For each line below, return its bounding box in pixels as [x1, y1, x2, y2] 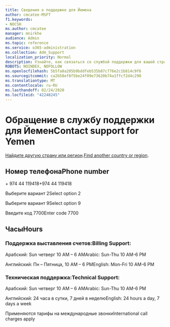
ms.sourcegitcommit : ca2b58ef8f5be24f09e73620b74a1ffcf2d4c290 [5, 74, 142, 79]
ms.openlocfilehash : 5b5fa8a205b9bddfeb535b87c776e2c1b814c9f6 [5, 69, 142, 74]
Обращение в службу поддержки [5, 114, 155, 126]
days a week [5, 301, 32, 307]
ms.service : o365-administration [5, 45, 76, 50]
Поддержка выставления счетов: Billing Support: [5, 240, 132, 247]
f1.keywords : [5, 17, 33, 22]
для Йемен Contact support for [5, 125, 139, 136]
